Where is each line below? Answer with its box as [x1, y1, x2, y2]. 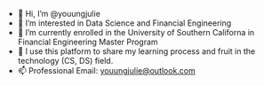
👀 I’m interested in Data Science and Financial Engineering [17, 18, 232, 28]
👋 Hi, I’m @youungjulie [17, 9, 100, 19]
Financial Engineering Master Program [17, 36, 158, 47]
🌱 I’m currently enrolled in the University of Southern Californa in [17, 27, 255, 37]
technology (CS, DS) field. [17, 56, 114, 66]
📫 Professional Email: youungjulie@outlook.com [17, 66, 196, 75]
